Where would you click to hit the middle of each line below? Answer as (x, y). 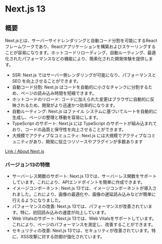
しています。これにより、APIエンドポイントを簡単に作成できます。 (78, 182)
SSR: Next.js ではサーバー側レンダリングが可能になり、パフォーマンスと (84, 75)
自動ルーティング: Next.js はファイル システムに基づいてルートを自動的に (85, 111)
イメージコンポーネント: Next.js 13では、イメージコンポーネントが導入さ (84, 188)
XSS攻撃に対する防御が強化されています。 (63, 237)
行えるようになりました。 (37, 200)
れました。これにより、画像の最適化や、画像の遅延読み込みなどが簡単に (84, 194)
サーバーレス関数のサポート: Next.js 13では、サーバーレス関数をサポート (84, 176)
